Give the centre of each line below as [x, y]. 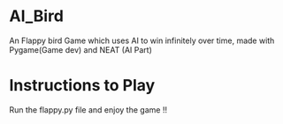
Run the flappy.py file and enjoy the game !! [88, 109]
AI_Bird [37, 16]
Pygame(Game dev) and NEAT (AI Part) [81, 49]
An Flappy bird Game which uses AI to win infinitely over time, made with [142, 40]
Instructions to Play [82, 86]
